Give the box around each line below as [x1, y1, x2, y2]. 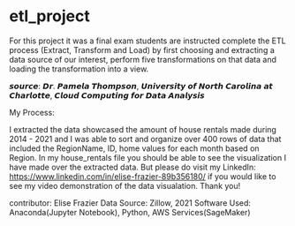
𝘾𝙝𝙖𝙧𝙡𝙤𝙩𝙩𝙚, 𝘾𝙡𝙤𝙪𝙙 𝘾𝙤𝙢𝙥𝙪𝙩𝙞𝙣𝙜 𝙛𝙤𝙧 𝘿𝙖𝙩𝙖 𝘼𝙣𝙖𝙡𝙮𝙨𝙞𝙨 [9, 90, 205, 101]
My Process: [9, 107, 55, 117]
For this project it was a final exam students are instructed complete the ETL [9, 35, 286, 46]
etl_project [9, 6, 90, 26]
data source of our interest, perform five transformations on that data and [9, 54, 276, 64]
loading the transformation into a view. [9, 64, 149, 74]
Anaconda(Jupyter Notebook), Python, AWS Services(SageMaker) [9, 207, 251, 217]
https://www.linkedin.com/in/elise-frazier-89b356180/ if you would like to [9, 170, 276, 182]
